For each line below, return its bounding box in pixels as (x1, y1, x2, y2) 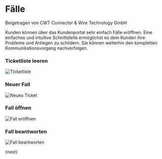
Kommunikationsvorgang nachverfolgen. (5, 45, 88, 51)
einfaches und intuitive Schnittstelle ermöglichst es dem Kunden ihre (5, 35, 145, 40)
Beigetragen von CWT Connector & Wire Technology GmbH (5, 20, 127, 26)
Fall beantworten (5, 128, 47, 135)
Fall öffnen (5, 105, 32, 112)
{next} (5, 149, 18, 155)
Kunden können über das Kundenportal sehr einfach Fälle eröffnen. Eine (5, 29, 153, 35)
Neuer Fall (5, 81, 31, 88)
